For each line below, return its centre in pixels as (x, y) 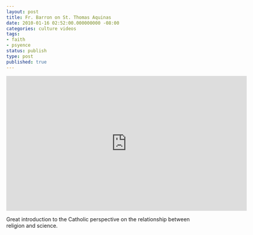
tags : (13, 34)
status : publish (26, 51)
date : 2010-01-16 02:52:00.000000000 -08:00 (63, 23)
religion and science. (32, 225)
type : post (20, 56)
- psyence (19, 46)
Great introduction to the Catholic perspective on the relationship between (98, 219)
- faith (16, 40)
